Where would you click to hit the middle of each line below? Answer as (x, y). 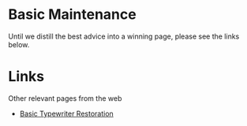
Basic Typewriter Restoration (67, 113)
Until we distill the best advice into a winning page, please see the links (124, 36)
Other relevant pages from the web (65, 98)
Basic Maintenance (72, 15)
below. (19, 44)
